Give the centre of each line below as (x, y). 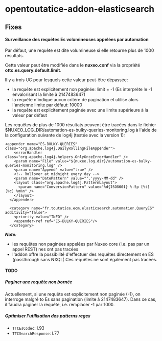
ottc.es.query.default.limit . (33, 70)
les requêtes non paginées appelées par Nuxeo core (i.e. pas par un (81, 244)
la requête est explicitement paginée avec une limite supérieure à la (80, 110)
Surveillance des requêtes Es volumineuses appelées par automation (77, 40)
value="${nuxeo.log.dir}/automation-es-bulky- (104, 161)
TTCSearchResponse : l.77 (36, 333)
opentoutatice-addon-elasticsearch (80, 9)
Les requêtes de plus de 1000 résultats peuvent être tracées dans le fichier (81, 125)
